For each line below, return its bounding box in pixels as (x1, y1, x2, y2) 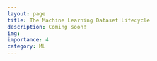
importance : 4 (7, 36, 50, 43)
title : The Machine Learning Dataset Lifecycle (7, 17, 151, 24)
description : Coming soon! (7, 23, 87, 30)
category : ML (7, 43, 46, 50)
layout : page (7, 10, 46, 18)
